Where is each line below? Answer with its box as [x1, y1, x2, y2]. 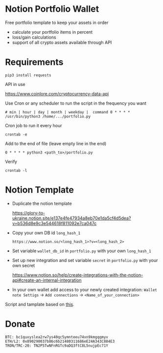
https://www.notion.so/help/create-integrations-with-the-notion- [12, 272, 143, 278]
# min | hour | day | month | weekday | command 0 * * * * [5, 110, 131, 114]
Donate [5, 319, 35, 330]
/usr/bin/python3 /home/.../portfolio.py [5, 114, 91, 119]
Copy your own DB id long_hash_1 [12, 230, 81, 236]
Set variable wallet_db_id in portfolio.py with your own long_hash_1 [12, 248, 151, 254]
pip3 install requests [5, 72, 51, 78]
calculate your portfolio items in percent [12, 29, 93, 35]
